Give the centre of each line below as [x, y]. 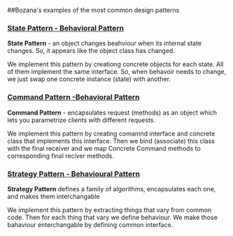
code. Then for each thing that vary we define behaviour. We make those [113, 217]
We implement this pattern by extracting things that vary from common [110, 209]
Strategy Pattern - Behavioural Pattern [73, 174]
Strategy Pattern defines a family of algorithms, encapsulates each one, [112, 189]
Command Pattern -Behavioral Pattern [73, 97]
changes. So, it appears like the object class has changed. [91, 51]
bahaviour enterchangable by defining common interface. [90, 224]
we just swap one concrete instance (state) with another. [89, 79]
